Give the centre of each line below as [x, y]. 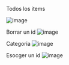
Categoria [19, 44]
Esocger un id [23, 55]
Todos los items [26, 9]
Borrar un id [21, 32]
